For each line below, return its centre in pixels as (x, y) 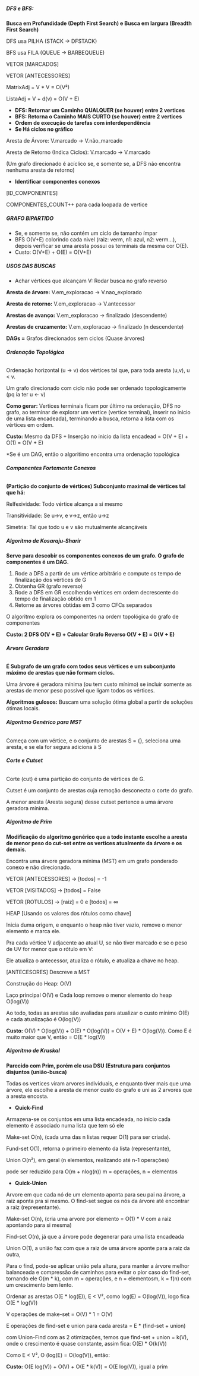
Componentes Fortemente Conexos (51, 468)
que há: (16, 493)
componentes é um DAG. (38, 562)
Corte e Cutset (25, 760)
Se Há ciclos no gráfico (44, 129)
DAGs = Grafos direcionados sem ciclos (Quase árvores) (75, 338)
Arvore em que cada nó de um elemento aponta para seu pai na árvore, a (96, 1194)
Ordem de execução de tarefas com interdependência (83, 122)
